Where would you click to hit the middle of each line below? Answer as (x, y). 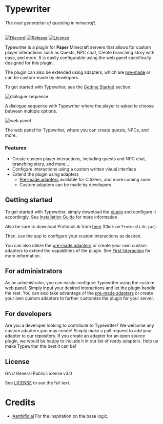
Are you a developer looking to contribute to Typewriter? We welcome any (80, 325)
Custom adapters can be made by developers (65, 185)
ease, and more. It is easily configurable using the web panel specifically (78, 58)
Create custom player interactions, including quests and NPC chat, (79, 159)
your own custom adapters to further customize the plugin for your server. (80, 298)
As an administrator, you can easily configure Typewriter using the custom (80, 283)
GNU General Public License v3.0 (39, 373)
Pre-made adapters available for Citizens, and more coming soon (85, 179)
